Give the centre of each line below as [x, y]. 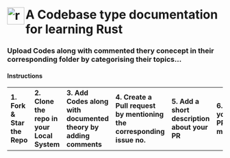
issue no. [130, 140]
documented [88, 119]
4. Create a [134, 98]
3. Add [77, 93]
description [191, 119]
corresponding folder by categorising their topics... [94, 60]
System [47, 144]
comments [84, 144]
